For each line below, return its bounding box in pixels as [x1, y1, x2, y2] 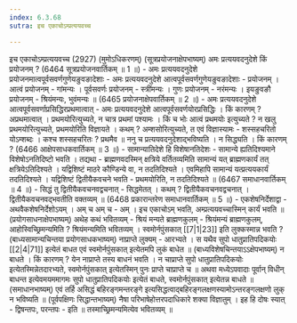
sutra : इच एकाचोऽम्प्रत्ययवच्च [9, 21, 92, 30]
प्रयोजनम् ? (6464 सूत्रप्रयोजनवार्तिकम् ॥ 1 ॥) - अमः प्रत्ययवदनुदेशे [9, 63, 198, 74]
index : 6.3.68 [9, 12, 62, 22]
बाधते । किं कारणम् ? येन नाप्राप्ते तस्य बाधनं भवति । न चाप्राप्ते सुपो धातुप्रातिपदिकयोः [9, 254, 244, 264]
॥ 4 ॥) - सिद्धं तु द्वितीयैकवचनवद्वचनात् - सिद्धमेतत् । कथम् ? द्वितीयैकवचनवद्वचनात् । [9, 183, 250, 194]
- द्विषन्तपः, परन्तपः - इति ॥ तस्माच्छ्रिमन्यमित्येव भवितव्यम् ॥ [9, 303, 173, 314]
